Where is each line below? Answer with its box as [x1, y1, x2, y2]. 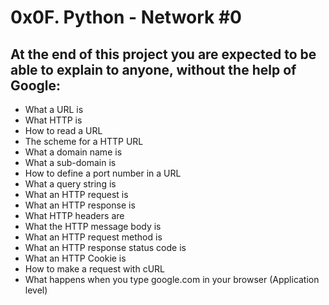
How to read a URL [24, 125, 103, 136]
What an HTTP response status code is [24, 242, 187, 253]
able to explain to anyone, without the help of [10, 61, 297, 78]
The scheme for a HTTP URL [24, 136, 144, 147]
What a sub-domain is [24, 157, 117, 168]
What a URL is [24, 104, 84, 115]
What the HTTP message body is [24, 221, 162, 232]
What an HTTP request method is [24, 231, 163, 243]
